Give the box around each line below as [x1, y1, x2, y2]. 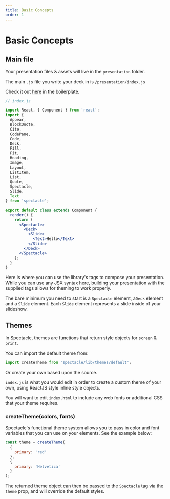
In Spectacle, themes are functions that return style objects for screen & [5, 335, 157, 341]
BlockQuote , [10, 122, 36, 127]
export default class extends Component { [5, 208, 97, 213]
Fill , [10, 146, 22, 151]
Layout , [10, 165, 27, 170]
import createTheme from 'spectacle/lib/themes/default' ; [5, 360, 132, 365]
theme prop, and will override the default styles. [5, 488, 105, 494]
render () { [10, 212, 33, 217]
